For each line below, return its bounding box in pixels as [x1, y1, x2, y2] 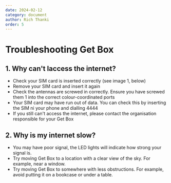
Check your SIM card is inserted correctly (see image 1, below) [12, 78, 146, 84]
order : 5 [5, 22, 24, 27]
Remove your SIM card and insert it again [12, 83, 100, 90]
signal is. [12, 150, 32, 156]
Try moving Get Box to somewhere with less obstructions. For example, [12, 166, 164, 172]
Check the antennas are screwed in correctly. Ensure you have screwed [12, 89, 165, 95]
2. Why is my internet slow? [5, 131, 96, 139]
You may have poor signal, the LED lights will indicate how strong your [12, 145, 162, 151]
